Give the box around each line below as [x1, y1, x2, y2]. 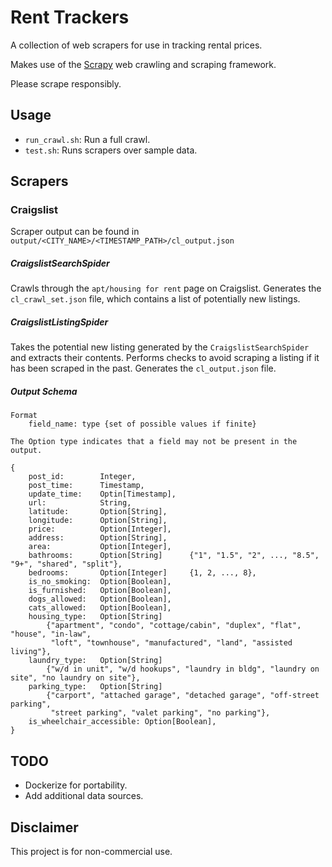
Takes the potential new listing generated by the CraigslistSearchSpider [10, 341, 310, 353]
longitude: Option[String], [28, 516, 168, 526]
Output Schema [10, 385, 78, 397]
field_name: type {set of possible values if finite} [28, 419, 257, 430]
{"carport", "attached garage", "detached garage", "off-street [46, 691, 320, 701]
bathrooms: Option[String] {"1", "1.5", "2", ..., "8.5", [28, 551, 320, 561]
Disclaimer [10, 819, 79, 836]
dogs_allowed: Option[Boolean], [28, 594, 172, 605]
